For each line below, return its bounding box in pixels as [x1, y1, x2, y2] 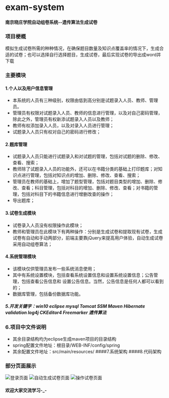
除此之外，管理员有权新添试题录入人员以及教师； [12, 116, 114, 122]
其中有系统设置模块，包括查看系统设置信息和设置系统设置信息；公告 [12, 272, 154, 278]
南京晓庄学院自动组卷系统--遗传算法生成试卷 [5, 19, 98, 25]
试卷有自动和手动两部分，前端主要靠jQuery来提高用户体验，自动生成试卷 [12, 235, 163, 241]
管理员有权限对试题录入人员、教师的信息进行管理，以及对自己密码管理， [12, 110, 162, 116]
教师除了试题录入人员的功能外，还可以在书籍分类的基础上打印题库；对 [12, 166, 158, 172]
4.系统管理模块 [5, 253, 36, 259]
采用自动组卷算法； [12, 241, 53, 247]
